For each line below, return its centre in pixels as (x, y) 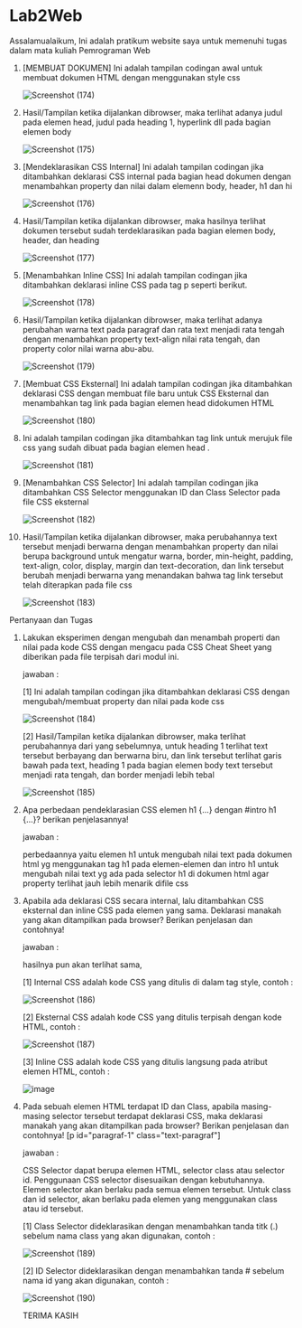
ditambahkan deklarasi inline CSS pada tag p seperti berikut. (135, 285)
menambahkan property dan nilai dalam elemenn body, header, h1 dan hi (157, 185)
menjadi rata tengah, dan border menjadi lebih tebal (118, 775)
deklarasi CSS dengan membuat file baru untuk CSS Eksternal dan (146, 393)
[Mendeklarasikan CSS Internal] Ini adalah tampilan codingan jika (143, 166)
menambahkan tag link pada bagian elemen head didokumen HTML (148, 402)
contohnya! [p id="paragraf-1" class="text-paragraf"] (121, 1135)
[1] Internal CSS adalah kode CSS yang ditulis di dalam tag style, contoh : (158, 982)
